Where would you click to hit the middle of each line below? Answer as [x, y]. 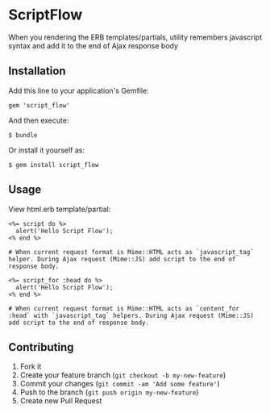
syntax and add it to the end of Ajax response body [93, 45]
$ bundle [23, 135]
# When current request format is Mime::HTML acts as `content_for [124, 308]
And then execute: [39, 120]
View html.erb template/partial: [60, 209]
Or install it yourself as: [46, 150]
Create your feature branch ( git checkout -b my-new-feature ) [123, 375]
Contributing [41, 347]
